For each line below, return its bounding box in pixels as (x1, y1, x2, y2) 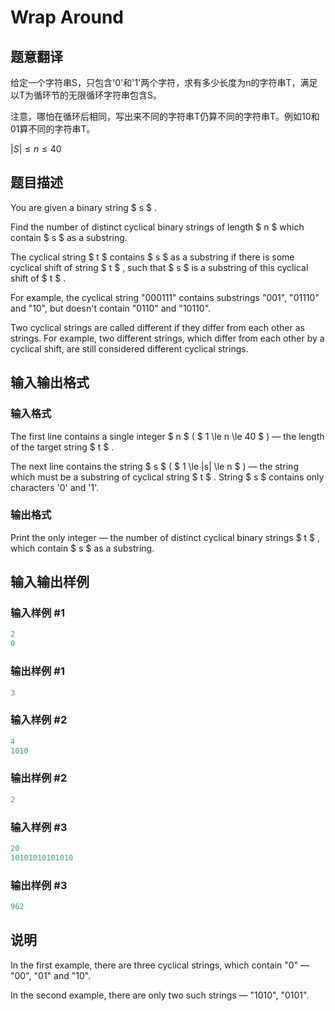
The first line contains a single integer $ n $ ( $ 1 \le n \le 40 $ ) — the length (10, 430, 325, 442)
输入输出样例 (10, 574, 90, 591)
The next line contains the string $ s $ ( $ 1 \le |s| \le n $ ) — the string (10, 460, 299, 472)
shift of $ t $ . (10, 272, 67, 284)
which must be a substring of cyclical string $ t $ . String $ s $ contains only (10, 471, 325, 483)
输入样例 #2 (10, 713, 68, 727)
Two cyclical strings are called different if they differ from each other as (10, 321, 305, 333)
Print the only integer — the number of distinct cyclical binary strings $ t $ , (10, 531, 321, 543)
